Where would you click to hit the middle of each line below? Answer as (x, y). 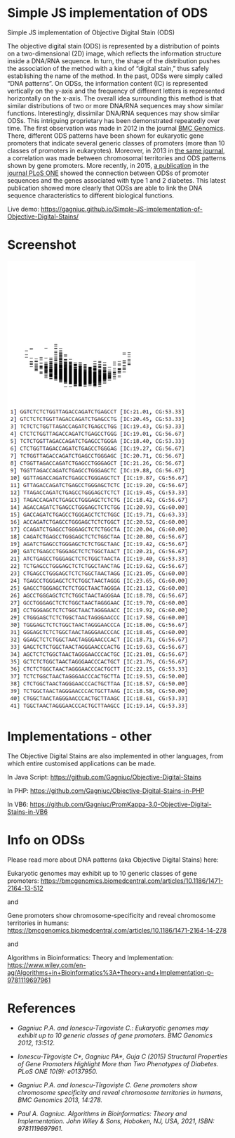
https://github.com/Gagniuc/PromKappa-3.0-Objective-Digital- (121, 804)
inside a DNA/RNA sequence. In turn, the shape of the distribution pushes (114, 60)
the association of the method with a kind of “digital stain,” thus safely (108, 68)
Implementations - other (80, 737)
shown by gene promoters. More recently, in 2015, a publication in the (108, 165)
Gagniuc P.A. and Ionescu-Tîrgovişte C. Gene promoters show (107, 1085)
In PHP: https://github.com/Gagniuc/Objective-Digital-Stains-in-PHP (106, 790)
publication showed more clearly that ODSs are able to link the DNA (105, 188)
